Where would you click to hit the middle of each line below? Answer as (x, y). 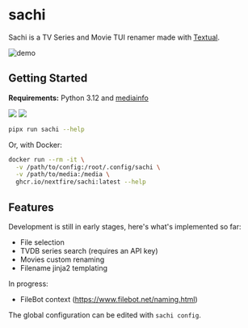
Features (31, 207)
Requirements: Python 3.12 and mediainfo (79, 98)
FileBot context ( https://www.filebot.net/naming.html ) (109, 299)
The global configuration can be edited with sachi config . (105, 315)
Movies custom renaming (62, 259)
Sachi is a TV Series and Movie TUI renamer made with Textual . (114, 37)
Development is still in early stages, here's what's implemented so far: (125, 226)
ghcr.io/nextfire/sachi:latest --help (81, 182)
